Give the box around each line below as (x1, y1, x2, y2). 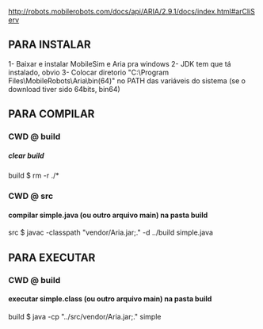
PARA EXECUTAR (8, 251, 96, 264)
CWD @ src (8, 190, 54, 201)
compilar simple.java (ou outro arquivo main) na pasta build (8, 210, 208, 220)
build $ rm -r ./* (8, 170, 59, 181)
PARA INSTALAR (8, 38, 91, 52)
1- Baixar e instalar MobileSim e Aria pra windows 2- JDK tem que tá (8, 59, 231, 68)
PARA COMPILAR (8, 107, 95, 121)
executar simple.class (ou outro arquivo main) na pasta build (8, 294, 212, 304)
